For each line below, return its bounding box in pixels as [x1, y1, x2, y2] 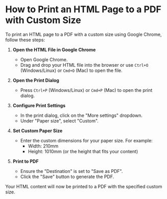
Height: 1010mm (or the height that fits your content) [28, 148, 138, 154]
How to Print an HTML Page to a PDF [5, 4, 162, 15]
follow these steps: [5, 37, 45, 43]
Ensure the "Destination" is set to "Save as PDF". [20, 168, 123, 174]
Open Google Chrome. [20, 56, 68, 62]
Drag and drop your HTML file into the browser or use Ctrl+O [20, 62, 149, 68]
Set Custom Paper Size [12, 128, 63, 134]
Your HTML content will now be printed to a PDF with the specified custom [5, 183, 162, 189]
